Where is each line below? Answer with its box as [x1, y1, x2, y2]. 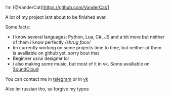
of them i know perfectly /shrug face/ [12, 39, 91, 45]
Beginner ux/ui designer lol [12, 55, 69, 61]
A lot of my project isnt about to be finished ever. [5, 14, 107, 20]
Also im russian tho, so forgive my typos [5, 86, 89, 92]
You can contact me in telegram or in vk [5, 76, 89, 82]
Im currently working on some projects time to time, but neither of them [12, 45, 162, 50]
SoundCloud [12, 66, 39, 72]
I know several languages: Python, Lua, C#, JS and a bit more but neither [12, 34, 165, 40]
